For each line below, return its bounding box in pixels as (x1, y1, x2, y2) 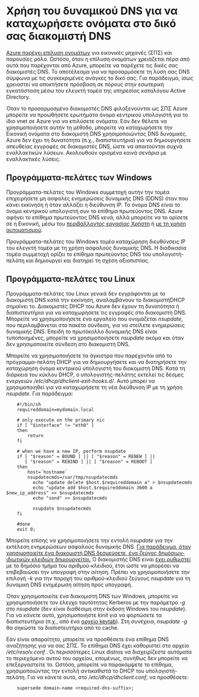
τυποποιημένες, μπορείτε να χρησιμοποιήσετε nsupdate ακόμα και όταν (6, 334, 184, 341)
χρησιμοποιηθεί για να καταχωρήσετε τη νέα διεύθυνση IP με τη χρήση (6, 384, 183, 391)
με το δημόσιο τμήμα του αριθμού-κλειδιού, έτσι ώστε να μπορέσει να (6, 562, 179, 569)
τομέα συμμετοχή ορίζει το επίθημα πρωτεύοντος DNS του (6, 250, 151, 258)
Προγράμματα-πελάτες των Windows (6, 172, 153, 183)
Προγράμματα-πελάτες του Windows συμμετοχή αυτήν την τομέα (6, 189, 170, 196)
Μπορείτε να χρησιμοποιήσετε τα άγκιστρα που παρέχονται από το (6, 352, 172, 359)
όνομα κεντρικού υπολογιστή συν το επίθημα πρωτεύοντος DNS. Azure (6, 207, 183, 215)
